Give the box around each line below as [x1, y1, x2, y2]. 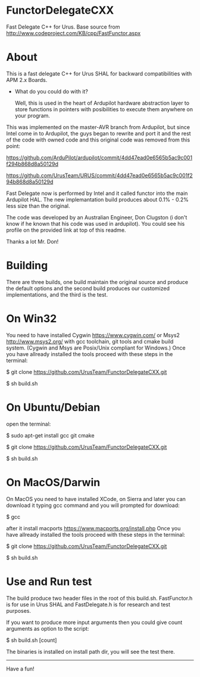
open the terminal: [6, 420, 51, 427]
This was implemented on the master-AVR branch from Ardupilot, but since [6, 123, 190, 131]
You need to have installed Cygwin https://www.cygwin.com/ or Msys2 [6, 331, 180, 339]
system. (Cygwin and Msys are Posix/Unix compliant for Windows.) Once [6, 344, 186, 351]
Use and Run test [6, 575, 92, 588]
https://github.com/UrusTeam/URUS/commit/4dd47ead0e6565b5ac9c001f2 [6, 172, 193, 179]
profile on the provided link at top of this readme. [6, 226, 126, 234]
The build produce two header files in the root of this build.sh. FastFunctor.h [6, 594, 193, 602]
